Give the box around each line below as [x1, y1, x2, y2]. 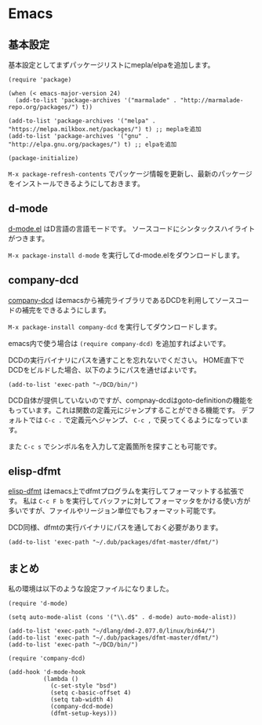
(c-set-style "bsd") [49, 682, 118, 690]
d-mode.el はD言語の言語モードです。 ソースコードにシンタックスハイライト [8, 224, 256, 233]
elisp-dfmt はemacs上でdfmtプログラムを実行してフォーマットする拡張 [8, 486, 238, 496]
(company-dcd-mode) [49, 703, 114, 711]
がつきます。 [8, 233, 49, 243]
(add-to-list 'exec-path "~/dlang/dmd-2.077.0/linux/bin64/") [8, 627, 216, 636]
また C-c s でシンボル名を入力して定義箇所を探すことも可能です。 [8, 441, 221, 451]
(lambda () [42, 676, 79, 683]
